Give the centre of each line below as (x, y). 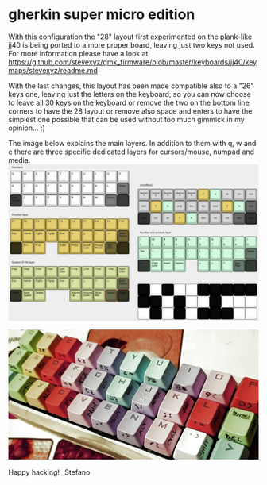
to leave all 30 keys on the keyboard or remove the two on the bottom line (129, 102)
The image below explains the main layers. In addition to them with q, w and (132, 143)
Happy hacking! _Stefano (49, 472)
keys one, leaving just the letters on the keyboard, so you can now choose (130, 94)
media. (19, 160)
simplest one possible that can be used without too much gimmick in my (126, 119)
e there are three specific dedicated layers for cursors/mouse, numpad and (132, 152)
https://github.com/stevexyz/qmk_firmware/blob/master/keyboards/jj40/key (133, 62)
